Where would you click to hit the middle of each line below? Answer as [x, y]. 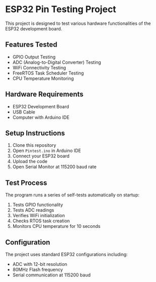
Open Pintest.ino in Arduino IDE [47, 151]
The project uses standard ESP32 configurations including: [66, 254]
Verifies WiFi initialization [39, 216]
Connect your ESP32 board [41, 156]
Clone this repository [34, 145]
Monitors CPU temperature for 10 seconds [57, 226]
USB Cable [24, 112]
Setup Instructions [35, 133]
